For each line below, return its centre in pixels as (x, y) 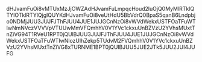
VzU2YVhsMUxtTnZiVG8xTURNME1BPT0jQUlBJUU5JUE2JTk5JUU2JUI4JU (101, 47)
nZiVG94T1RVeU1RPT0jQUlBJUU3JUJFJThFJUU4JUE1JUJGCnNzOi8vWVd (100, 34)
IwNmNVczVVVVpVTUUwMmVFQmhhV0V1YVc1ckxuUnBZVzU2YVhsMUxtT (101, 28)
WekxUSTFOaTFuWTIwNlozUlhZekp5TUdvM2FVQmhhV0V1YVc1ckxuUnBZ (99, 41)
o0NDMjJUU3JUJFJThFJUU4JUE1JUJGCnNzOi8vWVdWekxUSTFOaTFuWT (101, 21)
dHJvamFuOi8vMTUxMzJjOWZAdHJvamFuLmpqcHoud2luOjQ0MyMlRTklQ (100, 9)
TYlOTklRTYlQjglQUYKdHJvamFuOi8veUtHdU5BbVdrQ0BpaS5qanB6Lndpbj (101, 15)
